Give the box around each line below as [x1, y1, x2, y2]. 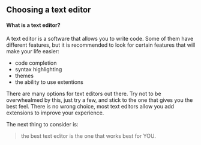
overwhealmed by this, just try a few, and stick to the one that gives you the [6, 96, 193, 104]
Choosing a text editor [6, 5, 91, 15]
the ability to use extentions [14, 78, 84, 86]
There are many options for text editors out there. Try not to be [6, 90, 161, 97]
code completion [14, 59, 57, 67]
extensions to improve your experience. [6, 109, 104, 116]
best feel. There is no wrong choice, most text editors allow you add [6, 102, 175, 110]
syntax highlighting [14, 65, 62, 72]
